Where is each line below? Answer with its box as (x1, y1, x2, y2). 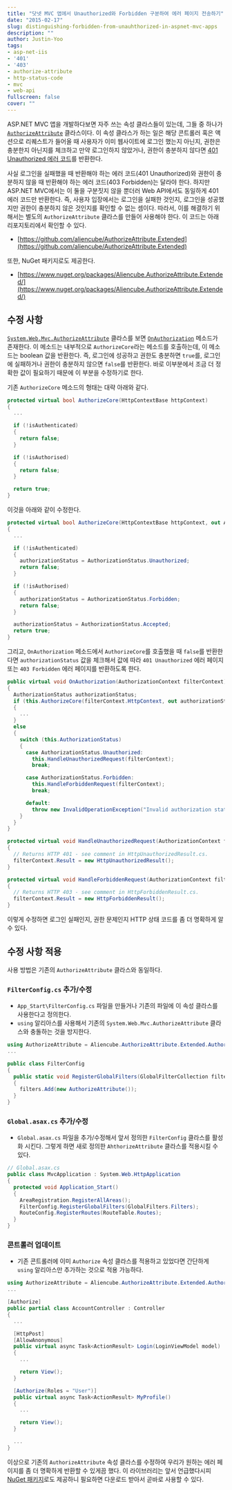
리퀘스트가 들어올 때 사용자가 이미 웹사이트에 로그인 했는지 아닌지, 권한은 (25, 137, 221, 145)
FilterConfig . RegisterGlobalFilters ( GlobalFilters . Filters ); (19, 1203, 199, 1210)
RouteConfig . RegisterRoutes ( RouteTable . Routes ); (19, 1209, 162, 1217)
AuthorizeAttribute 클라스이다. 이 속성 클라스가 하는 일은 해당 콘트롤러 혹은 (7, 129, 214, 137)
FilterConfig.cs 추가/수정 (7, 985, 93, 994)
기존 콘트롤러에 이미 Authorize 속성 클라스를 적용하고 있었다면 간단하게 (17, 1257, 209, 1265)
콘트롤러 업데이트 (7, 1240, 61, 1250)
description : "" (7, 29, 54, 37)
